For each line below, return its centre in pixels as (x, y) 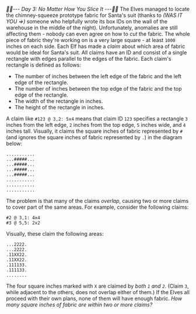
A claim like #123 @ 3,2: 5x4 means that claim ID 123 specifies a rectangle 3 (97, 119)
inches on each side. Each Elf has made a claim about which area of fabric (96, 46)
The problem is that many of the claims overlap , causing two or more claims (97, 201)
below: (14, 144)
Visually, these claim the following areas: (55, 234)
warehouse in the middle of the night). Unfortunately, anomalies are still (92, 27)
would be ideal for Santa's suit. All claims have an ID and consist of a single (97, 52)
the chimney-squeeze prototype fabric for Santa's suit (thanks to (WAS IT (94, 15)
